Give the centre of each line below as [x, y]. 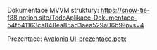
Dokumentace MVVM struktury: [53, 10]
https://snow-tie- [125, 10]
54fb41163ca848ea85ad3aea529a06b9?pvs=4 [76, 25]
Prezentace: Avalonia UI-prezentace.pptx [67, 39]
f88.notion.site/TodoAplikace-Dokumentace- [72, 18]
